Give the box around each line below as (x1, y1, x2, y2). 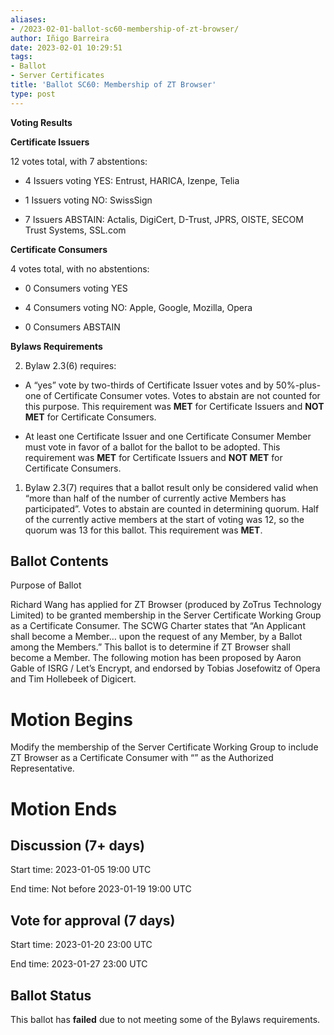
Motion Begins (10, 708, 133, 731)
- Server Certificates (10, 71, 105, 81)
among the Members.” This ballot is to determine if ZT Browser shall (10, 641, 291, 653)
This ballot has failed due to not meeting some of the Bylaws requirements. (10, 1014, 321, 1025)
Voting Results (10, 116, 73, 128)
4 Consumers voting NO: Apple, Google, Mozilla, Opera (24, 301, 253, 313)
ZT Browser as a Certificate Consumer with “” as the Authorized (10, 752, 274, 764)
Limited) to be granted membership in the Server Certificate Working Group (10, 609, 322, 621)
